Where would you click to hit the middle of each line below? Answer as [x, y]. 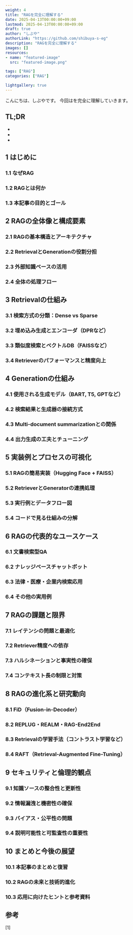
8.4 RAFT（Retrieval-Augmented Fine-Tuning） [65, 754]
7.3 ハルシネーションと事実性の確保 [49, 661]
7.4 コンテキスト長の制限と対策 [44, 675]
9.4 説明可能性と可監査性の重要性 [47, 833]
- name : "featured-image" [33, 57]
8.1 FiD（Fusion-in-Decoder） [43, 710]
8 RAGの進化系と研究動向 [45, 693]
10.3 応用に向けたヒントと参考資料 [48, 897]
